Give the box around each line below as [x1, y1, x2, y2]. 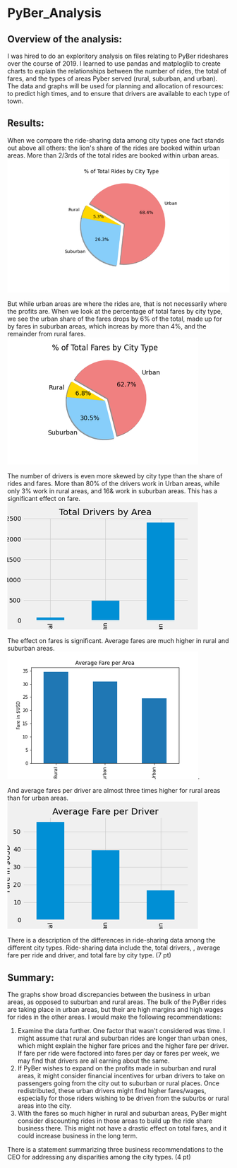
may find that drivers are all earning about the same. [17, 1056, 170, 1065]
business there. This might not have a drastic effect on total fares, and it [17, 1124, 227, 1133]
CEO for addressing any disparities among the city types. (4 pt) [7, 1153, 192, 1162]
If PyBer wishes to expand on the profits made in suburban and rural [17, 1064, 217, 1073]
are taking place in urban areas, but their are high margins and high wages [7, 1005, 224, 1014]
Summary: [7, 972, 54, 984]
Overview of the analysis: [7, 33, 122, 45]
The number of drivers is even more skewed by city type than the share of [7, 472, 223, 480]
